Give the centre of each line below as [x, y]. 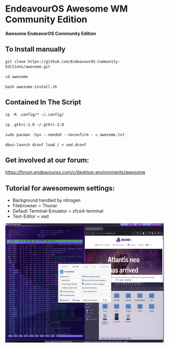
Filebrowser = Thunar [35, 206]
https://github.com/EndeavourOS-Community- [74, 62]
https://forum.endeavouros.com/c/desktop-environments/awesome [75, 172]
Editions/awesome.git [28, 67]
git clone [16, 62]
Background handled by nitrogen [47, 200]
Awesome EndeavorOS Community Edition [51, 33]
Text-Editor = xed [30, 216]
